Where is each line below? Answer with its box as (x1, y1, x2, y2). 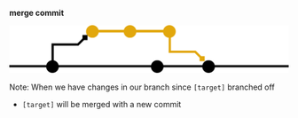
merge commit (9, 8, 65, 18)
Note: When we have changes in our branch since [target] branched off (9, 82, 275, 92)
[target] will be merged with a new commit (21, 99, 182, 110)
